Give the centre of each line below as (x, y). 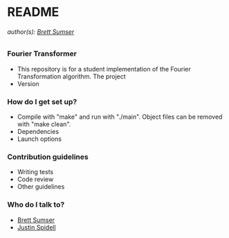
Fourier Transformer (42, 54)
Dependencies (38, 132)
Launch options (39, 139)
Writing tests (35, 172)
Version (28, 83)
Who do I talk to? (36, 205)
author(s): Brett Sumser (41, 31)
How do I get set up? (42, 101)
